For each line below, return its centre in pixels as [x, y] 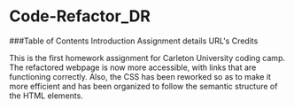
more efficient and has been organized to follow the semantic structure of [143, 86]
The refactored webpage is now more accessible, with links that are [133, 67]
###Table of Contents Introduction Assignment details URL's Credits [134, 41]
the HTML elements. [46, 96]
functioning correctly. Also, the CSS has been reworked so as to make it [140, 76]
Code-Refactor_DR [80, 16]
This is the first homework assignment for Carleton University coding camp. [147, 58]
